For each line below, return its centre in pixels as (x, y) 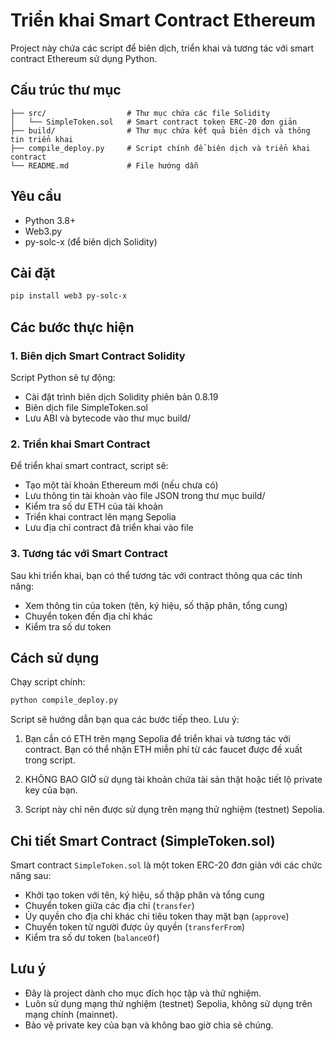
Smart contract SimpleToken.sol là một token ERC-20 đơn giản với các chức (166, 865)
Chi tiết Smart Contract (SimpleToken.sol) (143, 840)
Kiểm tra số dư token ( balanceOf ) (92, 938)
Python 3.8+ (50, 220)
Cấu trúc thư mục (66, 90)
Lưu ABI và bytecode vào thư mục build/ (107, 418)
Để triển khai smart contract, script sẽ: (89, 466)
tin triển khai (42, 139)
